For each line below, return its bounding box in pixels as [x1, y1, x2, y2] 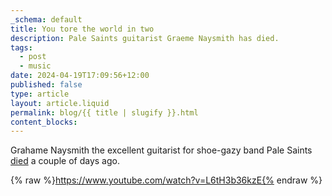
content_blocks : [10, 117, 78, 127]
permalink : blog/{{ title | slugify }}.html [10, 107, 199, 118]
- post [19, 52, 47, 62]
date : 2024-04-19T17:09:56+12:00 [10, 71, 150, 81]
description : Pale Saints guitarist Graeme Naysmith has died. [10, 33, 280, 43]
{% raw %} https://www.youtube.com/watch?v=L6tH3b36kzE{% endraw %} [10, 174, 323, 186]
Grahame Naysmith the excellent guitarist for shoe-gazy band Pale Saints [10, 144, 313, 156]
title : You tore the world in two [10, 24, 155, 34]
